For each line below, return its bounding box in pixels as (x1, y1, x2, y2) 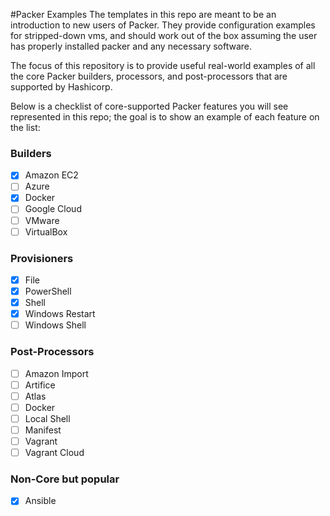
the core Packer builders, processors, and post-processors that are (10, 70, 288, 82)
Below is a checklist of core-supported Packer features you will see (10, 100, 289, 112)
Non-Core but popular (10, 472, 120, 486)
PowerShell (24, 285, 72, 298)
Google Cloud (24, 203, 82, 215)
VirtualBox (24, 225, 68, 238)
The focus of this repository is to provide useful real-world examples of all (10, 60, 316, 71)
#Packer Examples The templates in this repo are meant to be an (10, 9, 277, 20)
